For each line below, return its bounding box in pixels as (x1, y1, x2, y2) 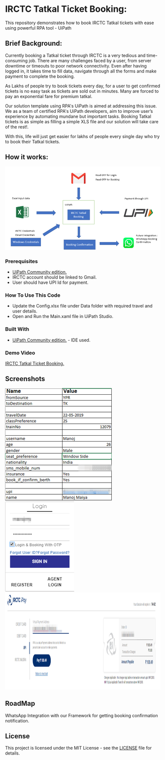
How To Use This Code (5, 292, 61, 299)
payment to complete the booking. (5, 73, 75, 79)
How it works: (5, 153, 48, 161)
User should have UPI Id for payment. (12, 279, 89, 285)
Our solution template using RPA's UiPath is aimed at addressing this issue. (5, 103, 157, 109)
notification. (5, 718, 30, 724)
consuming (5, 58, 28, 64)
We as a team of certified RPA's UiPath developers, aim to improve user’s (5, 108, 153, 114)
